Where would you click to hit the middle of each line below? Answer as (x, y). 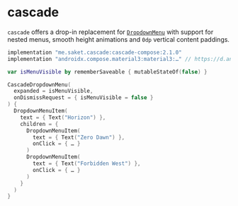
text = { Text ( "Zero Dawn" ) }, (79, 137)
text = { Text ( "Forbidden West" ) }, (87, 164)
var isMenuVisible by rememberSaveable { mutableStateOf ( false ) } (107, 71)
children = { (39, 124)
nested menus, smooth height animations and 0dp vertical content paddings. (119, 39)
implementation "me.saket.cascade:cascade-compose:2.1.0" (95, 52)
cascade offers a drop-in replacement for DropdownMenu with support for (110, 32)
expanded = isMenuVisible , (53, 91)
